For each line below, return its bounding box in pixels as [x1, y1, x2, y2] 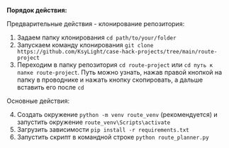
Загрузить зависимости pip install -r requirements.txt [16, 125, 189, 133]
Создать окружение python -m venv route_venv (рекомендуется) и [16, 111, 218, 118]
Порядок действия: [6, 6, 68, 14]
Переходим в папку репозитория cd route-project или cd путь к [16, 61, 213, 69]
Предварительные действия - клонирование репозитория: [6, 20, 185, 27]
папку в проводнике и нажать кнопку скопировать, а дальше [16, 75, 203, 84]
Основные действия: [6, 97, 70, 105]
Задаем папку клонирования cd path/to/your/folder [16, 33, 177, 42]
